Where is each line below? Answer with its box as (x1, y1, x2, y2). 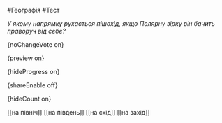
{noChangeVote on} (7, 41, 64, 48)
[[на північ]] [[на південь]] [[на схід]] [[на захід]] (7, 108, 150, 116)
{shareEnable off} (7, 81, 58, 89)
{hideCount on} (7, 94, 52, 103)
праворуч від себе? (7, 27, 66, 35)
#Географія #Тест (7, 6, 60, 14)
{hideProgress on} (7, 68, 60, 75)
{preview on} (7, 54, 45, 62)
